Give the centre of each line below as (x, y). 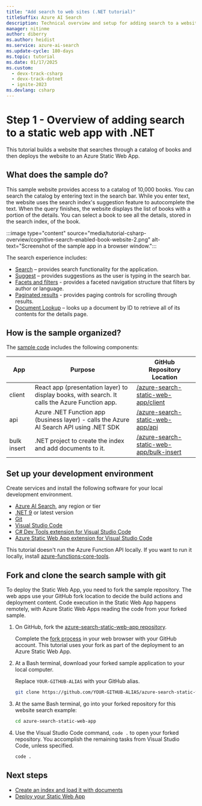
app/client (151, 402)
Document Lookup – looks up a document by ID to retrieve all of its (97, 307)
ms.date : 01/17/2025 (32, 62)
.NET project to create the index (80, 441)
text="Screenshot (28, 246)
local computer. (34, 670)
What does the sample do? (57, 175)
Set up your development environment (80, 473)
